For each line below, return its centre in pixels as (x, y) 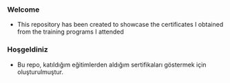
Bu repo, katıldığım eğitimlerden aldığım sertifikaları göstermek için (112, 64)
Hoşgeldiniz (28, 49)
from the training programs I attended (70, 32)
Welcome (23, 10)
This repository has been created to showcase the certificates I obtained (120, 25)
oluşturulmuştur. (40, 72)
